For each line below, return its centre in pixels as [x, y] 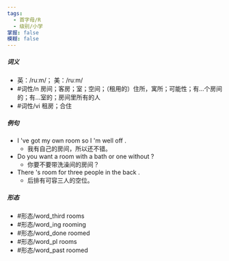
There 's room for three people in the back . [78, 173]
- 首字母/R [27, 20]
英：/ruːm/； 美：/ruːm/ [50, 80]
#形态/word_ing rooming [52, 225]
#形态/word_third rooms [51, 216]
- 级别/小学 [28, 26]
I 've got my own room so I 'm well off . [71, 140]
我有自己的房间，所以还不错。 [69, 149]
